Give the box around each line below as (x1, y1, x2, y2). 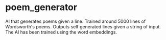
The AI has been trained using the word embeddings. (5, 29, 117, 35)
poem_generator (5, 2, 78, 13)
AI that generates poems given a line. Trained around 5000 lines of (5, 18, 146, 24)
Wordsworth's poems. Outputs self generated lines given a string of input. (5, 23, 161, 29)
